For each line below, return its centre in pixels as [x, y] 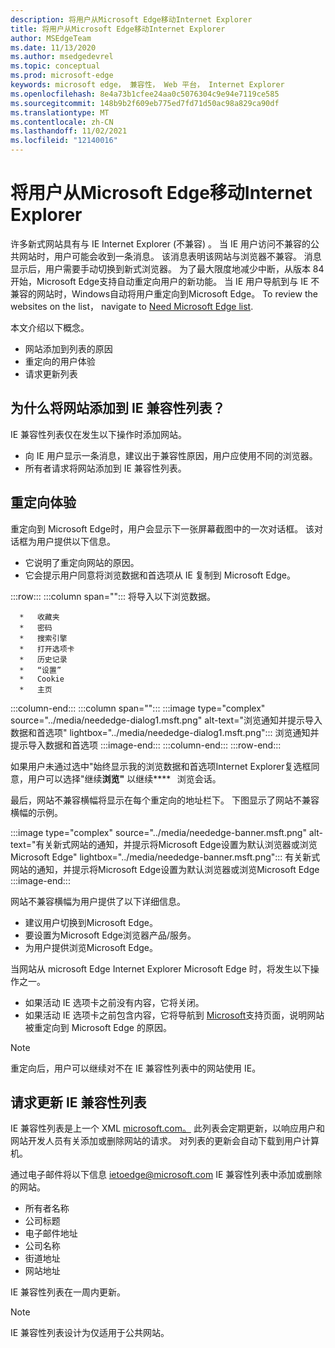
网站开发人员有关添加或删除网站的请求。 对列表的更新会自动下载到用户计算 [165, 1141]
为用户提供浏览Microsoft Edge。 [91, 947]
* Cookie [42, 679]
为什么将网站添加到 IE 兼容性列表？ [118, 408]
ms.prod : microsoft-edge [62, 76]
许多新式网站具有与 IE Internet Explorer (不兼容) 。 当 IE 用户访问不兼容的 [161, 243]
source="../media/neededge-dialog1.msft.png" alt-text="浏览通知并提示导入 [166, 720]
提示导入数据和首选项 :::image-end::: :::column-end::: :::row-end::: [146, 745]
